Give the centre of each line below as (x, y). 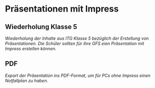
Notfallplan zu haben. (27, 80)
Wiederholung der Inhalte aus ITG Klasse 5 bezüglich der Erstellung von (77, 38)
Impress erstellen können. (31, 49)
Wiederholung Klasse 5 (41, 27)
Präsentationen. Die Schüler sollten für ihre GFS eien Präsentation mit (75, 44)
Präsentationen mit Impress (62, 9)
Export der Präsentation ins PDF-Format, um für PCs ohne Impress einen (78, 75)
